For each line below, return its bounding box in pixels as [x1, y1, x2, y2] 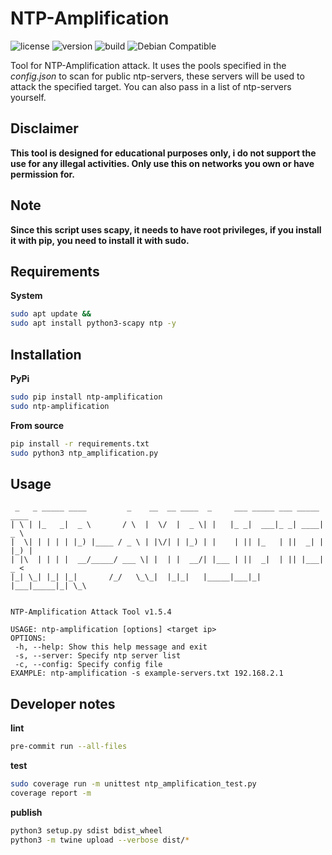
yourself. [10, 91, 47, 103]
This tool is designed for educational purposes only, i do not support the [10, 147, 317, 159]
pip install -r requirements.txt [10, 438, 150, 449]
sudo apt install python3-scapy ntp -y [10, 318, 177, 329]
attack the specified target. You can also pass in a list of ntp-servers [10, 80, 292, 92]
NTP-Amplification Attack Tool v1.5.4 [10, 607, 172, 617]
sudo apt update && [10, 309, 92, 319]
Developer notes [10, 695, 116, 712]
